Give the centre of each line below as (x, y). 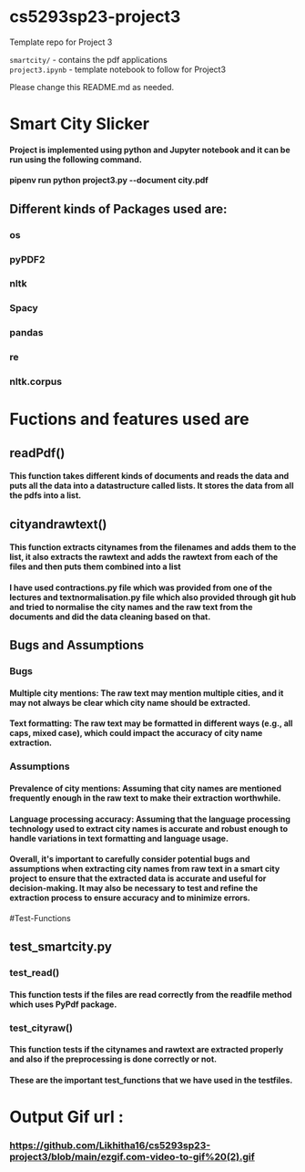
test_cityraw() (41, 1028)
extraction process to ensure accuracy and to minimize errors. (130, 898)
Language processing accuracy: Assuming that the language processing (150, 819)
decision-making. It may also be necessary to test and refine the (134, 888)
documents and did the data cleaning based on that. (110, 617)
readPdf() (37, 453)
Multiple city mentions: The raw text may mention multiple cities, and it (147, 693)
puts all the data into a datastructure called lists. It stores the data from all (152, 486)
